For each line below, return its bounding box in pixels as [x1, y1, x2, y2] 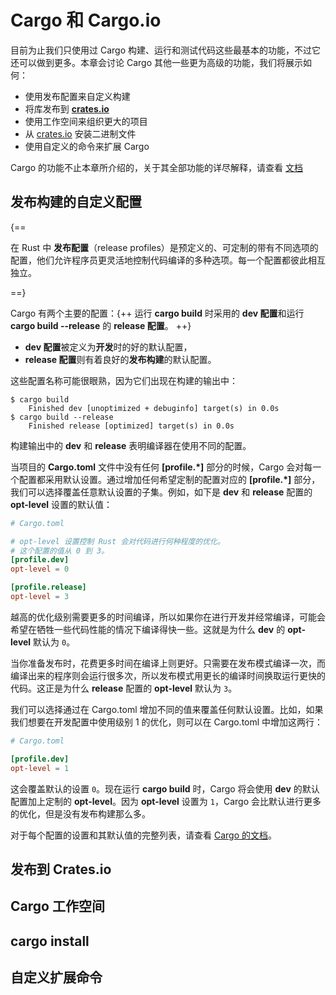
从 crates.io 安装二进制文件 [24, 127, 137, 140]
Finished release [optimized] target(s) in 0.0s [28, 421, 235, 431]
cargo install [10, 932, 90, 950]
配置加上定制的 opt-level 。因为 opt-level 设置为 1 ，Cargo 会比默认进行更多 [10, 795, 322, 807]
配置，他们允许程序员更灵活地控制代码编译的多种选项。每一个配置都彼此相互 [10, 254, 326, 266]
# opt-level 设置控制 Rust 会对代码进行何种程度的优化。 [10, 536, 225, 546]
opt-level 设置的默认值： [10, 498, 113, 510]
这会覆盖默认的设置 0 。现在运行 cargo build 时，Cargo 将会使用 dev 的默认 [10, 782, 320, 795]
